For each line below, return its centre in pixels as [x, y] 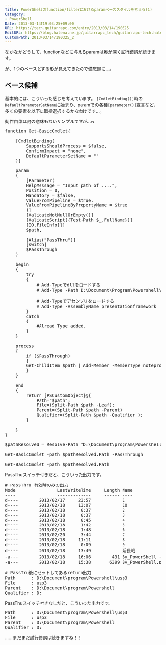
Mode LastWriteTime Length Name [69, 490]
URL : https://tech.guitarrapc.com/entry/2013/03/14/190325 [67, 28]
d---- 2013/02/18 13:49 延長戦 [70, 550]
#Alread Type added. [61, 326]
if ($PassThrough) [48, 356]
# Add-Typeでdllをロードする [68, 285]
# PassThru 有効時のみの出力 [37, 485]
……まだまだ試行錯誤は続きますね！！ [43, 637]
